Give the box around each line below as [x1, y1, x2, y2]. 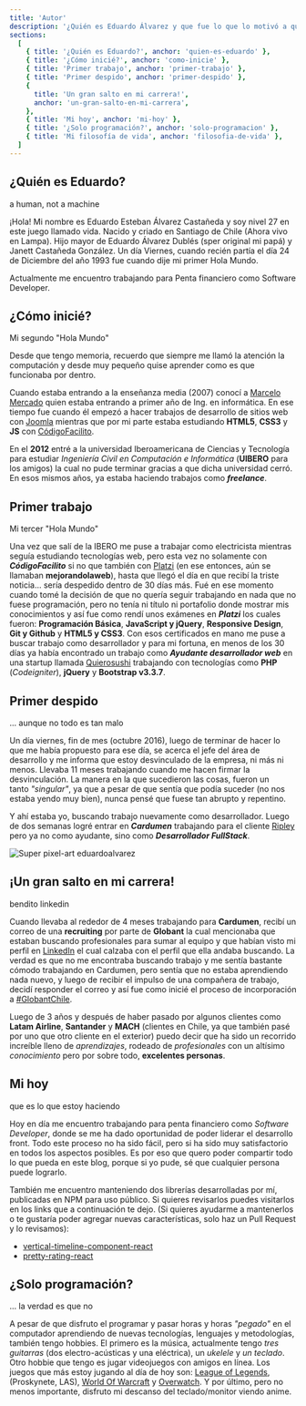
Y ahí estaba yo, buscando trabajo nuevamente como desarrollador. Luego [9, 811, 290, 821]
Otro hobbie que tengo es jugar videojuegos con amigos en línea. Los [9, 1357, 270, 1368]
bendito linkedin [9, 898, 70, 909]
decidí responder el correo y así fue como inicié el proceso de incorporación [9, 983, 297, 994]
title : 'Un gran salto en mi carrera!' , [33, 89, 189, 98]
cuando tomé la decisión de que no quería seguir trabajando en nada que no [9, 590, 297, 600]
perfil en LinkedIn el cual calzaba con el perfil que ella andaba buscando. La [9, 945, 295, 956]
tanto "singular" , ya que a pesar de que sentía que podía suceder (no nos [9, 784, 285, 794]
